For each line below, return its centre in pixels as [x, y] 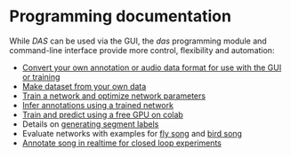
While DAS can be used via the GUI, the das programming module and [138, 41]
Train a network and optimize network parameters [114, 96]
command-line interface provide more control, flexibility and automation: [142, 50]
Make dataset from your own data [84, 86]
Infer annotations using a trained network [97, 105]
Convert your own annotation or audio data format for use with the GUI [152, 67]
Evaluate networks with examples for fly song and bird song [132, 133]
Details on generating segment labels [90, 124]
